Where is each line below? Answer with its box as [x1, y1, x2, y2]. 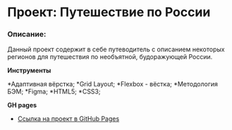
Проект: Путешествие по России [7, 4, 211, 20]
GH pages [7, 101, 37, 110]
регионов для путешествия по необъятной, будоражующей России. [7, 53, 213, 61]
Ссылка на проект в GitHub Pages [17, 115, 120, 123]
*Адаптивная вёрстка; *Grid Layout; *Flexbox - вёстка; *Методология [7, 80, 219, 89]
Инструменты [7, 66, 51, 74]
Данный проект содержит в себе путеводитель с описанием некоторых [7, 45, 225, 53]
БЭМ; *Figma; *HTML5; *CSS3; [7, 87, 101, 96]
